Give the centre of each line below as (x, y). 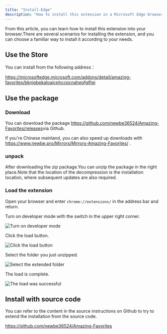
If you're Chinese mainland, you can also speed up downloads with (74, 138)
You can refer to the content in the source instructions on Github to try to (80, 311)
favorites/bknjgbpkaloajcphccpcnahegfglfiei (50, 83)
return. (12, 206)
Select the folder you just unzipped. (42, 254)
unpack (14, 156)
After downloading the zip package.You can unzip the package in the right (81, 167)
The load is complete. (27, 274)
